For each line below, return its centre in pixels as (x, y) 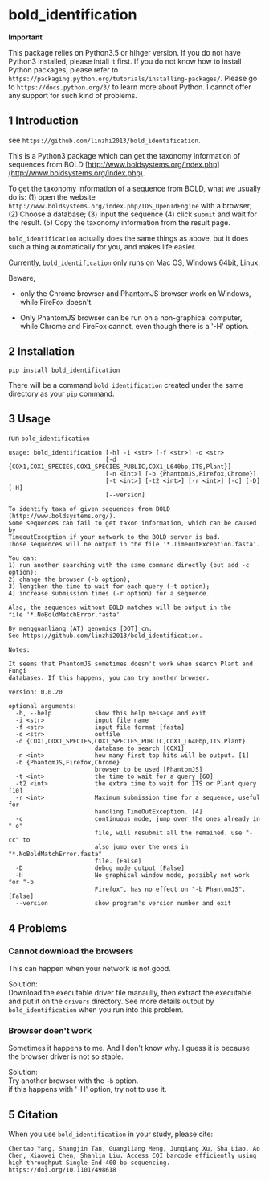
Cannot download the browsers (71, 951)
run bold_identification (49, 438)
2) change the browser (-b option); (69, 580)
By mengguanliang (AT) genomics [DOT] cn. (80, 629)
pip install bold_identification (64, 370)
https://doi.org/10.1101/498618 (62, 1170)
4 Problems (38, 928)
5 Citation (33, 1115)
